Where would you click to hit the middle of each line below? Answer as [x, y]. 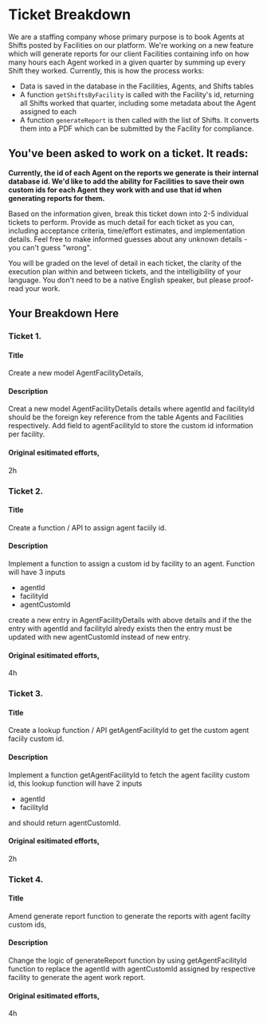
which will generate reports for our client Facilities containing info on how [129, 53]
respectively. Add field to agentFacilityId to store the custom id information [131, 426]
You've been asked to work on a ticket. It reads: [128, 154]
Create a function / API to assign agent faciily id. [88, 527]
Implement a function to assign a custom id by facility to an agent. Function [132, 563]
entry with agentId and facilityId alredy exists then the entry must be [120, 628]
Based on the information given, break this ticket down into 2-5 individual [128, 214]
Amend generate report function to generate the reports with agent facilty [130, 916]
